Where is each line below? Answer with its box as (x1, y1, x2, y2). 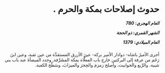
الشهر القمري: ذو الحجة (116, 30, 160, 36)
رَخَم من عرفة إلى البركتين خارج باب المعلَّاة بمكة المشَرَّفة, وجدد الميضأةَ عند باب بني (4, 57, 160, 63)
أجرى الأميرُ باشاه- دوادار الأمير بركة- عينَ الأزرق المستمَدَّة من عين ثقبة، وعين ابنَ (10, 52, 160, 58)
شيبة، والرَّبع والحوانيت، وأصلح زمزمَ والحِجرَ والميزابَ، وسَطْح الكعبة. (35, 62, 160, 68)
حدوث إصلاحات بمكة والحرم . (53, 3, 160, 15)
